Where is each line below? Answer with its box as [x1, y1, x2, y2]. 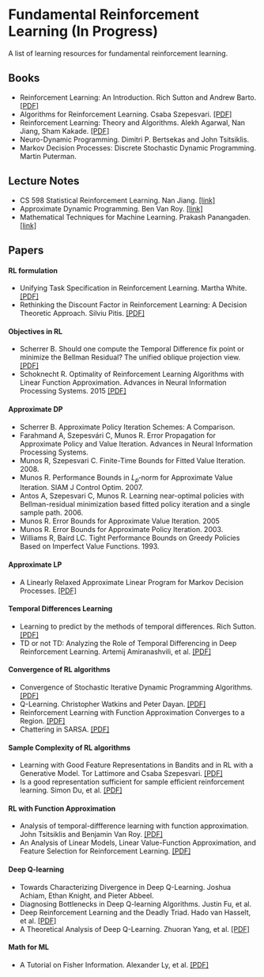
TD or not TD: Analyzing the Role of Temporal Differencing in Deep [19, 638, 237, 648]
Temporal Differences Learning [8, 604, 113, 614]
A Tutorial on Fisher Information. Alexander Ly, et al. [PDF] [19, 960, 209, 969]
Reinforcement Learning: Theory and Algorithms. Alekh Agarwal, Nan [19, 117, 246, 127]
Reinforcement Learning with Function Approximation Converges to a [19, 707, 245, 717]
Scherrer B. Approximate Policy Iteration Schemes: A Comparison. [19, 422, 236, 431]
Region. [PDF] [19, 716, 66, 725]
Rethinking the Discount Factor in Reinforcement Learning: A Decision [19, 300, 247, 310]
